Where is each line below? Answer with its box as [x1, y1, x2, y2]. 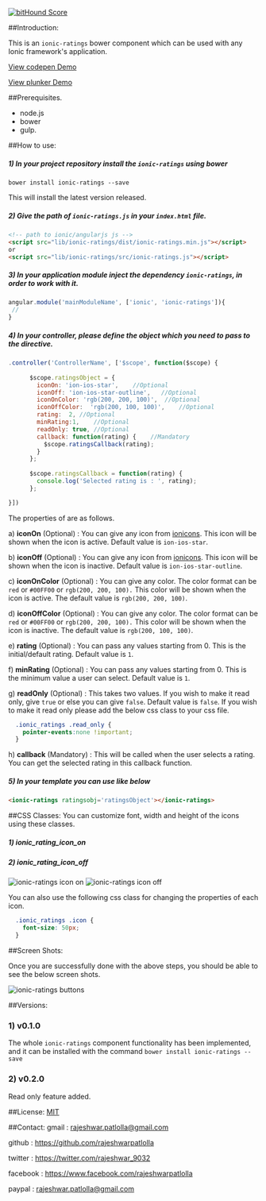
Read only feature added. [8, 1091, 91, 1101]
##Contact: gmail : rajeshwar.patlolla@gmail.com [8, 1122, 169, 1132]
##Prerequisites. [8, 93, 63, 102]
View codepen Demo [8, 62, 77, 71]
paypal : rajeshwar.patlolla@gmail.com [8, 1184, 135, 1193]
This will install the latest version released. [8, 192, 147, 202]
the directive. [8, 338, 53, 349]
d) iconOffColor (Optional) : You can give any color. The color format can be [8, 608, 258, 618]
